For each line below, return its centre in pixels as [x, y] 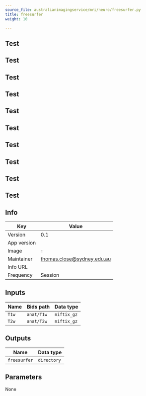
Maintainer [20, 259]
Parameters [24, 377]
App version [22, 243]
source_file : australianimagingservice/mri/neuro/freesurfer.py [73, 10]
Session [50, 275]
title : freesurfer [24, 14]
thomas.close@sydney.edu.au [76, 259]
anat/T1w [37, 314]
